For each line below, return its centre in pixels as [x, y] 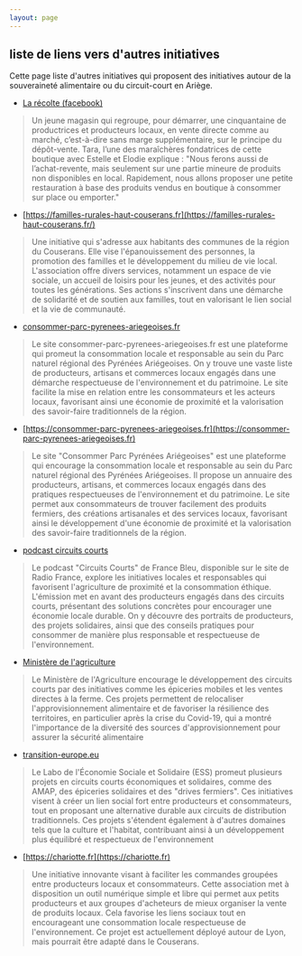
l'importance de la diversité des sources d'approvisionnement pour [156, 727]
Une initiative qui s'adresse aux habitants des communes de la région [160, 242]
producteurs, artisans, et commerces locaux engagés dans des [149, 485]
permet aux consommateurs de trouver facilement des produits [149, 504]
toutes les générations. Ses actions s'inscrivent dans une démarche [157, 290]
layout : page [34, 18]
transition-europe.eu [60, 754]
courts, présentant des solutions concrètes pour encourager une [151, 606]
